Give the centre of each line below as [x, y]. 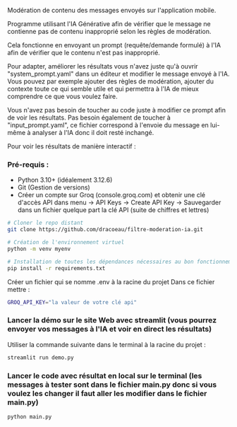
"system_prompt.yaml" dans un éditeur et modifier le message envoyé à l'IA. [119, 74]
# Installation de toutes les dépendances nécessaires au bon [101, 262]
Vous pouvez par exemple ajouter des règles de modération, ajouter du [110, 81]
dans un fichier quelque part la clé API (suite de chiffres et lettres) [113, 210]
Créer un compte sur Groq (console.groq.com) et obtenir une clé [111, 195]
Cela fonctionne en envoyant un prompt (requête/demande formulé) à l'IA [114, 45]
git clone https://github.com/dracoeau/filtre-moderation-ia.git [105, 230]
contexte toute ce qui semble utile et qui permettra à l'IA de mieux [103, 89]
